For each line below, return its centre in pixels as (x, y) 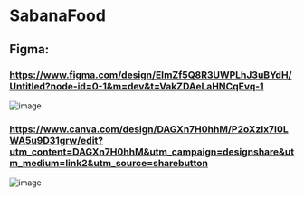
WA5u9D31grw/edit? (57, 140)
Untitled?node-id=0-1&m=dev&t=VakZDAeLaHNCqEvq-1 (137, 86)
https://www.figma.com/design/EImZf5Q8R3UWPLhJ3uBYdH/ (151, 75)
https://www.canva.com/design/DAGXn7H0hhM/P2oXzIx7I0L (149, 129)
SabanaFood (58, 16)
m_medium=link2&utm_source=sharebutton (109, 163)
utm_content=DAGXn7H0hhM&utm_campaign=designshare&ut (152, 152)
